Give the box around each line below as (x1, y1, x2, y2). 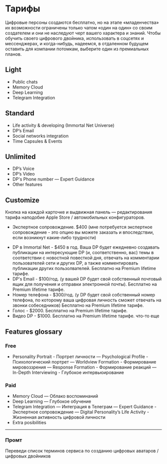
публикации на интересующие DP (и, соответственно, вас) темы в (12, 250, 154, 256)
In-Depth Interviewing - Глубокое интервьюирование (12, 369, 124, 375)
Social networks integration (12, 133, 69, 139)
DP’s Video (12, 171, 35, 177)
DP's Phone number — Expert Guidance (12, 176, 94, 182)
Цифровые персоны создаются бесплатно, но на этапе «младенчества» (5, 19, 159, 25)
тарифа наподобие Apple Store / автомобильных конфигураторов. (5, 214, 145, 220)
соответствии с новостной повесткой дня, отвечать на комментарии (12, 255, 160, 261)
